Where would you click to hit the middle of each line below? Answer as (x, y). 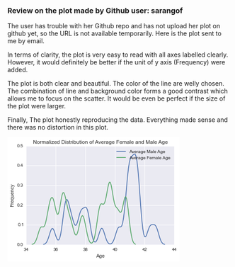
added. (18, 70)
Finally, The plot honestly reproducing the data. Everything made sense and (118, 120)
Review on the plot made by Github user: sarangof (95, 11)
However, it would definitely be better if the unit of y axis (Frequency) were (116, 62)
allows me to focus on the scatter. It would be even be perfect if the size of (116, 98)
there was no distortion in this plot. (58, 127)
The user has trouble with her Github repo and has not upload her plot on (114, 26)
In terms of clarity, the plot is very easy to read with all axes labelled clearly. (118, 55)
